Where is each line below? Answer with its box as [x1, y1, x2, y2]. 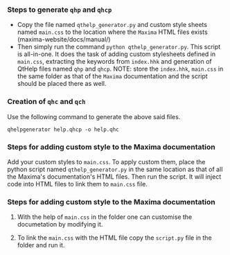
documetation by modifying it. [17, 220, 103, 229]
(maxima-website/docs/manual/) [17, 35, 111, 44]
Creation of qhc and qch [7, 97, 86, 107]
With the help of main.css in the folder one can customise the [17, 213, 193, 221]
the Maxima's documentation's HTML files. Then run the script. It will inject [7, 172, 222, 181]
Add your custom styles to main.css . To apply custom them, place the [7, 157, 206, 166]
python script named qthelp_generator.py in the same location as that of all [7, 165, 223, 173]
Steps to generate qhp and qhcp [7, 5, 112, 15]
